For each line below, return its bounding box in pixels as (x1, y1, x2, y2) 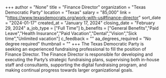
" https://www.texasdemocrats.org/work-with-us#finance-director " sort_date (5, 15, 161, 20)
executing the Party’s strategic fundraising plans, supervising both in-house (5, 57, 160, 62)
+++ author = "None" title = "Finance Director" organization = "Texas (5, 4, 146, 10)
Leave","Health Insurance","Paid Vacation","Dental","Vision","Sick (5, 31, 137, 36)
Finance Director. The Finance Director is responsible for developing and (5, 51, 153, 57)
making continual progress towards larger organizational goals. (5, 67, 133, 73)
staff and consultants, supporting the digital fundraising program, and (5, 62, 147, 68)
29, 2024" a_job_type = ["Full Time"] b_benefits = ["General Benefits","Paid (5, 25, 159, 31)
